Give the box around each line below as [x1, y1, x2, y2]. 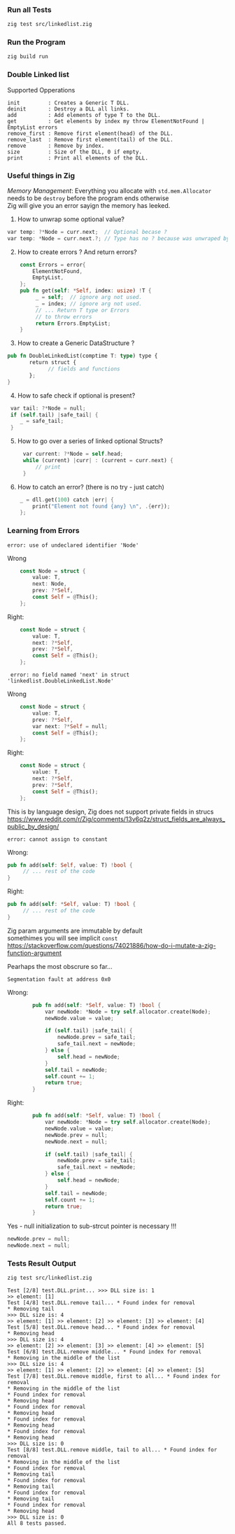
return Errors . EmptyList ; [35, 320, 111, 327]
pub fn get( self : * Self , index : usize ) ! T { [20, 287, 152, 295]
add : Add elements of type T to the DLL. [7, 111, 161, 118]
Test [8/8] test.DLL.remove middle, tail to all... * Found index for [7, 1446, 218, 1453]
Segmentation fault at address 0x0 [7, 975, 111, 983]
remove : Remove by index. [7, 142, 105, 149]
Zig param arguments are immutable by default [7, 926, 143, 935]
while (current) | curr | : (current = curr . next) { [22, 457, 173, 464]
